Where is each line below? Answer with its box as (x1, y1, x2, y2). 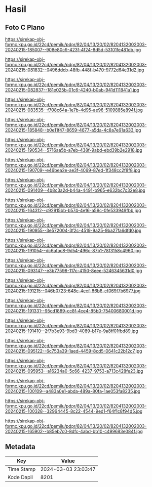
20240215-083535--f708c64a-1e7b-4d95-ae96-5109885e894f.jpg (5, 107, 143, 113)
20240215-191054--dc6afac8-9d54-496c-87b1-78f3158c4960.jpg (5, 248, 141, 253)
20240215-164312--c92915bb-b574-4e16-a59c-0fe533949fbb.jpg (5, 208, 142, 213)
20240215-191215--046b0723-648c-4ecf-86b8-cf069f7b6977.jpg (5, 288, 141, 294)
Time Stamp (7, 466, 36, 473)
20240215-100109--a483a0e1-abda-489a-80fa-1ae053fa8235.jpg (5, 388, 141, 394)
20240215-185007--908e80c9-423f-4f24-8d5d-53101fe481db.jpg (5, 47, 141, 52)
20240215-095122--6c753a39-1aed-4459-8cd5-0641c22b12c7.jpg (5, 348, 142, 354)
